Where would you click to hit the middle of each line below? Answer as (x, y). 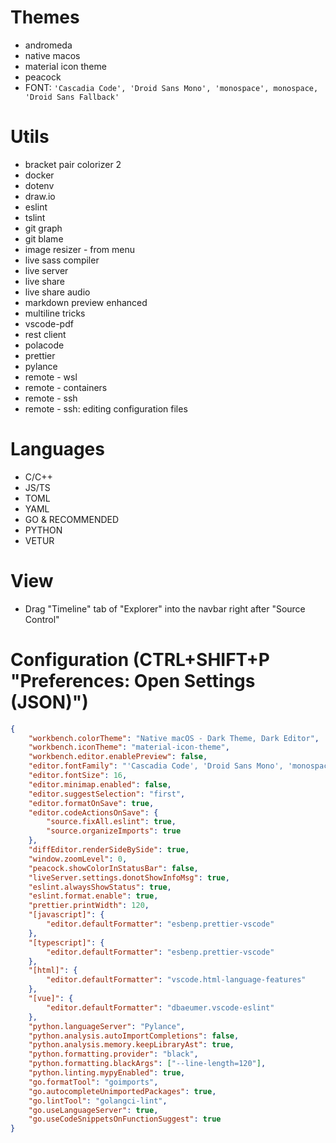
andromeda (48, 45)
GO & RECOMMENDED (72, 519)
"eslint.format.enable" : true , (93, 896)
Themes (45, 17)
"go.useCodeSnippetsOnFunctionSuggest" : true (125, 1119)
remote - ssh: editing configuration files (106, 408)
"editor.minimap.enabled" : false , (100, 784)
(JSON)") (49, 702)
